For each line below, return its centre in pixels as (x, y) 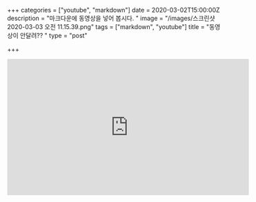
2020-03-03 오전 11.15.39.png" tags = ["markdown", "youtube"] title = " (108, 27)
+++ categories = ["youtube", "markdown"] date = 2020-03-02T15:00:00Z (114, 10)
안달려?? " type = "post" (53, 35)
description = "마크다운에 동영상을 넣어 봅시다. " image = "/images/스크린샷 (111, 18)
